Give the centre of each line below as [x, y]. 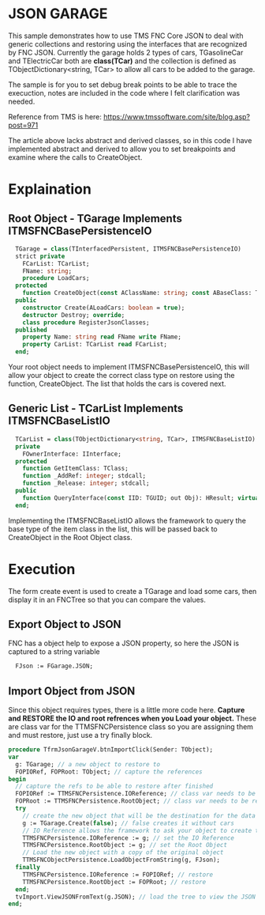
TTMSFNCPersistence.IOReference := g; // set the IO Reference [129, 838]
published [31, 330]
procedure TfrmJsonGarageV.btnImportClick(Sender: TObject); [111, 750]
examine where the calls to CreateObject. [75, 157]
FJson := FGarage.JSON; [54, 666]
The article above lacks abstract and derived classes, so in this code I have [130, 140]
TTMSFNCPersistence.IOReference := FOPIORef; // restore [118, 875]
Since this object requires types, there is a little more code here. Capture [127, 710]
